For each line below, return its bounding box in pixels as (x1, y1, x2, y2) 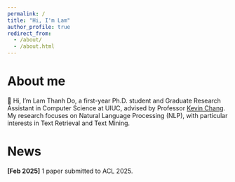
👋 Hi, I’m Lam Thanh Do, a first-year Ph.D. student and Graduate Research (7, 96, 221, 105)
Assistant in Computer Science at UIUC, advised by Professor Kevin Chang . (7, 103, 226, 112)
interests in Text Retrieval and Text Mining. (7, 119, 130, 127)
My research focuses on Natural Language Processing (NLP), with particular (7, 111, 228, 119)
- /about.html (13, 43, 55, 50)
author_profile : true (7, 23, 71, 30)
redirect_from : (7, 30, 52, 37)
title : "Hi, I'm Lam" (7, 17, 71, 24)
